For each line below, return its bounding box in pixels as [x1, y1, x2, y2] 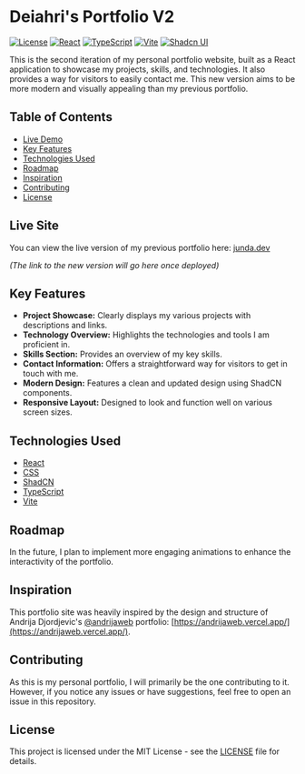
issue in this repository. [9, 696, 97, 707]
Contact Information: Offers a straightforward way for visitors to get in [22, 358, 288, 369]
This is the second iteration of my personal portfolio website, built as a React [9, 54, 296, 65]
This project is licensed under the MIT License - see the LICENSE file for [9, 746, 280, 757]
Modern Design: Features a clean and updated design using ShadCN [22, 377, 282, 388]
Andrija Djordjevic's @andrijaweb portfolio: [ [9, 616, 175, 627]
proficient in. [22, 339, 71, 350]
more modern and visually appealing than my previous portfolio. [9, 83, 249, 94]
